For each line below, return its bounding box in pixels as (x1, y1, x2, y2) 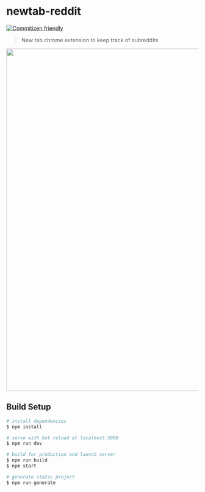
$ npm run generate (6, 479, 56, 486)
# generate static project (6, 474, 75, 480)
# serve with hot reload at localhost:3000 (6, 434, 119, 441)
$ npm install (6, 423, 43, 430)
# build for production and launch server (6, 452, 116, 458)
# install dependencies (6, 418, 67, 424)
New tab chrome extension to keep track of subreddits (21, 36, 159, 43)
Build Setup (6, 402, 51, 412)
